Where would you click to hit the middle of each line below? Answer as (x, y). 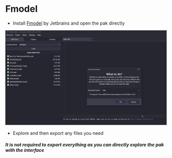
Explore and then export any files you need (58, 133)
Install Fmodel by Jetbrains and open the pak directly (69, 23)
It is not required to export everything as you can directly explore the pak (85, 145)
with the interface (25, 150)
